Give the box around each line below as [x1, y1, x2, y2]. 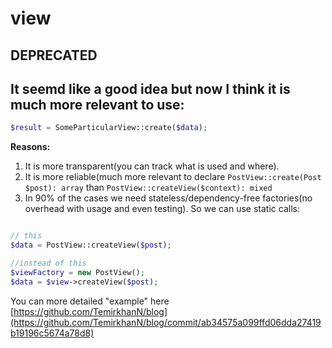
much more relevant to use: [10, 96, 185, 113]
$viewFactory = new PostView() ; [10, 267, 145, 277]
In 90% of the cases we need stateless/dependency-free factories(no [24, 192, 313, 204]
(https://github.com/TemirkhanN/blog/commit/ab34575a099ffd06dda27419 [10, 316, 322, 328]
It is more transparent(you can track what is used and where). [24, 160, 280, 172]
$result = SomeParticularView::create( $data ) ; [10, 123, 208, 133]
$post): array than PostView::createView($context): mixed [24, 182, 273, 194]
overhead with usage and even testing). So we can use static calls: [24, 203, 300, 215]
